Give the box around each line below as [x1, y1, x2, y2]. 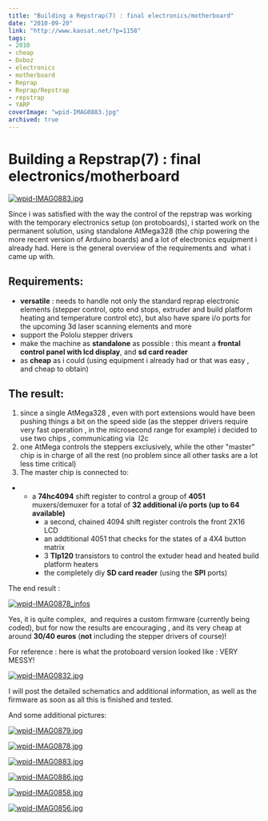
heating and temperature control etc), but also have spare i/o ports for [19, 313, 251, 322]
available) [31, 508, 66, 518]
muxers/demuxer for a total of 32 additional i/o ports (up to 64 [31, 500, 240, 510]
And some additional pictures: [8, 711, 107, 720]
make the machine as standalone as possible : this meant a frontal [19, 338, 242, 348]
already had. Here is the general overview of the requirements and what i [8, 243, 251, 253]
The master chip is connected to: [19, 468, 130, 477]
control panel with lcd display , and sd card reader [19, 347, 188, 357]
